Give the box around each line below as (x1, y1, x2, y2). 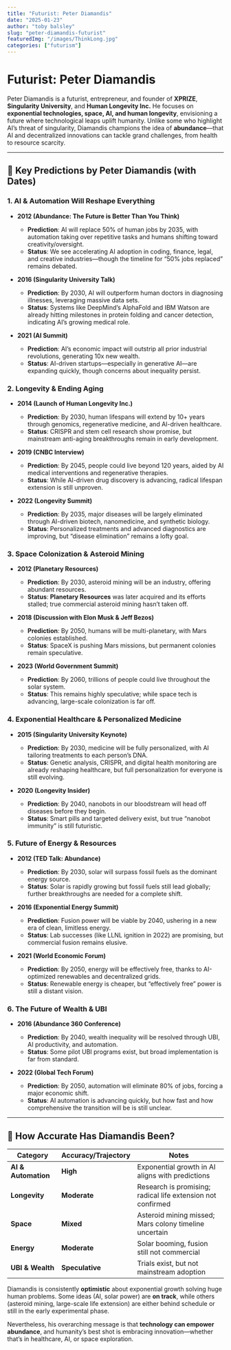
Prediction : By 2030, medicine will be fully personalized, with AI (27, 743, 210, 751)
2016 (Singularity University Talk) (16, 275, 115, 283)
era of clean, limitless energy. (27, 924, 111, 932)
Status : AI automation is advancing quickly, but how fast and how (27, 1097, 214, 1105)
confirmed (137, 1199, 170, 1209)
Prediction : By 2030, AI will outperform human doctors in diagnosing (27, 289, 223, 297)
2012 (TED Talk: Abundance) (16, 854, 101, 862)
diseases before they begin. (27, 807, 107, 815)
